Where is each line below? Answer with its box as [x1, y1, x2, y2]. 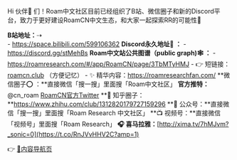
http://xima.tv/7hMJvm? [159, 120, 229, 128]
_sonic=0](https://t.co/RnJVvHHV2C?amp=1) [7, 130, 139, 138]
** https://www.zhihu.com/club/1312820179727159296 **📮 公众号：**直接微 [7, 100, 230, 108]
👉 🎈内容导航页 [7, 145, 53, 153]
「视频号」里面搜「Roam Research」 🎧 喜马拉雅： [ [7, 120, 160, 128]
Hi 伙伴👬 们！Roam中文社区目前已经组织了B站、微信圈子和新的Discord [7, 7, 215, 15]
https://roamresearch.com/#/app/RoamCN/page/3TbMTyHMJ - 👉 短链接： [7, 60, 231, 68]
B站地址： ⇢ [7, 31, 42, 39]
